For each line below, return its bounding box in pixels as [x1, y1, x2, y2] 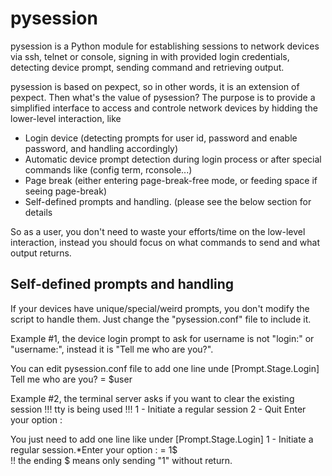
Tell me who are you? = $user [10, 373, 133, 385]
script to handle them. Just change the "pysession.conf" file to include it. [10, 313, 312, 325]
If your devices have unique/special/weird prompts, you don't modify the [10, 302, 310, 314]
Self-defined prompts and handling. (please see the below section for [24, 195, 312, 207]
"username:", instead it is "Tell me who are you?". [10, 343, 214, 355]
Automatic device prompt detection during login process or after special [24, 153, 322, 165]
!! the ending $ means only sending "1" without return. [10, 454, 233, 466]
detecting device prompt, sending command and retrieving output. [10, 61, 285, 73]
